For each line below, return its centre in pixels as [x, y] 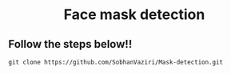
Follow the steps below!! [70, 44]
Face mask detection [134, 15]
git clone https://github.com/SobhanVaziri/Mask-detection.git [116, 62]
